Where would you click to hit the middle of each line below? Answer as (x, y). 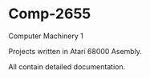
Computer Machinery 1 (46, 36)
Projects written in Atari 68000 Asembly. (75, 51)
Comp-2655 (50, 14)
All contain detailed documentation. (67, 66)
